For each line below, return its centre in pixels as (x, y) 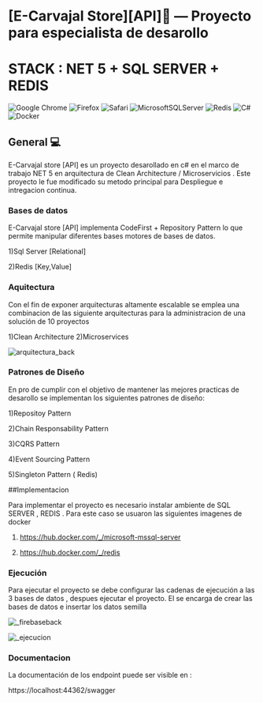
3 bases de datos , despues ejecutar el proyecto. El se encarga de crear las (131, 599)
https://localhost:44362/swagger (62, 690)
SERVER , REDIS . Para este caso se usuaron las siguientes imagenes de (125, 513)
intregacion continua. (43, 190)
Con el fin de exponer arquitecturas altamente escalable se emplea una (124, 304)
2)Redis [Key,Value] (40, 267)
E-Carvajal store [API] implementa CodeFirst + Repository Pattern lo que (126, 227)
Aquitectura (31, 288)
